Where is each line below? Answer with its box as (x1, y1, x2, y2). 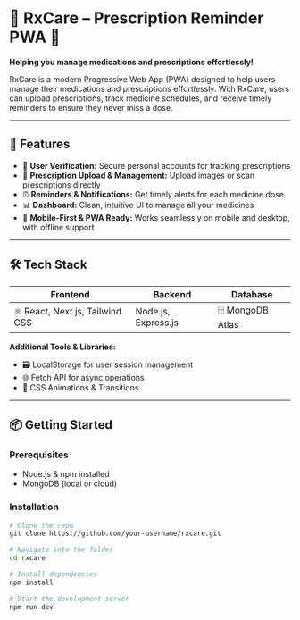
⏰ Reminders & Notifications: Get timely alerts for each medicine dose (21, 189, 284, 199)
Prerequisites (9, 448, 69, 461)
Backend (153, 288, 192, 300)
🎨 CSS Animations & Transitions (21, 381, 139, 392)
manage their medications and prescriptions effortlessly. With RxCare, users (9, 83, 290, 94)
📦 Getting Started (9, 417, 113, 432)
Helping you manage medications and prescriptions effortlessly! (9, 56, 254, 67)
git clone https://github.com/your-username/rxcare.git (9, 529, 221, 539)
